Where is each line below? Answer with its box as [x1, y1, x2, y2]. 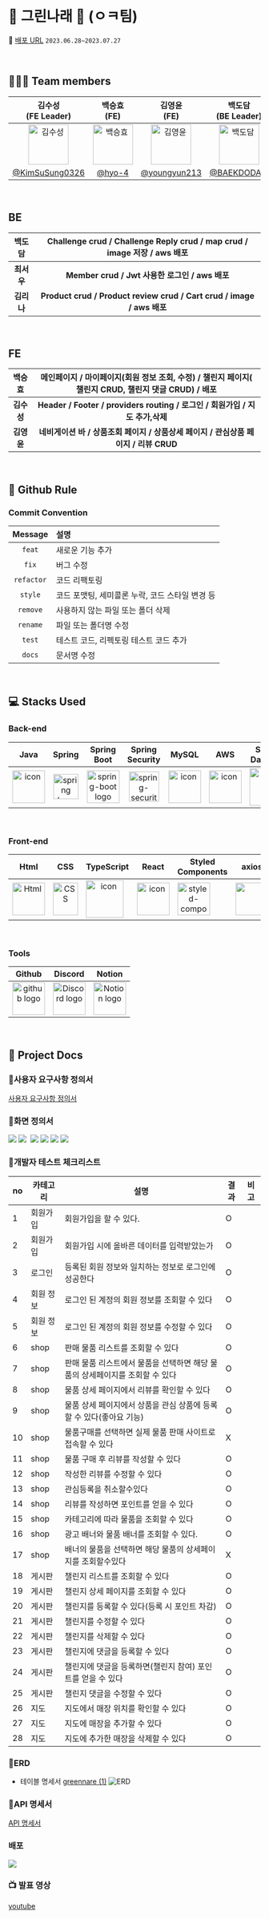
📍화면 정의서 [8, 1115, 54, 1127]
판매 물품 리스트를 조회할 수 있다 [64, 1342, 179, 1353]
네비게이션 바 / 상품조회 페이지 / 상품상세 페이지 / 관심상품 [38, 426, 245, 437]
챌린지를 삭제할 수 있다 [64, 1631, 146, 1642]
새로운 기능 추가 [55, 545, 112, 556]
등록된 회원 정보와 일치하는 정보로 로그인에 [64, 1261, 216, 1272]
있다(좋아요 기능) [83, 1411, 144, 1422]
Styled [189, 857, 215, 868]
